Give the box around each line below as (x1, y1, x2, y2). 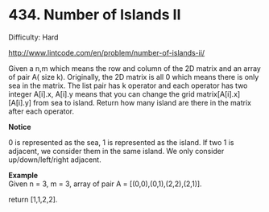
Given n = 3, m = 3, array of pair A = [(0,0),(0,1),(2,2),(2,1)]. (8, 179, 203, 189)
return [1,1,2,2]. (8, 194, 58, 204)
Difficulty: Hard (8, 32, 59, 42)
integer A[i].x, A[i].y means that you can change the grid (8, 89, 195, 98)
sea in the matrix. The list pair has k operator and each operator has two (8, 81, 248, 90)
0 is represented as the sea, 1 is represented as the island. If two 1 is (8, 137, 234, 147)
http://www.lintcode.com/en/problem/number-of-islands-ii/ (8, 48, 205, 57)
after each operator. (8, 106, 75, 116)
